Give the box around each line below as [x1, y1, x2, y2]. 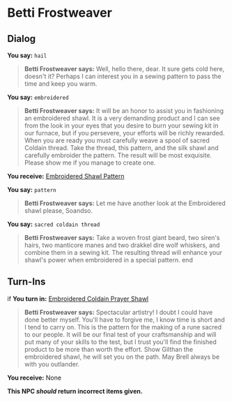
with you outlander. [24, 359, 80, 368]
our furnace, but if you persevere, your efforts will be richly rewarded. [24, 129, 225, 137]
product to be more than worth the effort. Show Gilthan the [24, 345, 194, 353]
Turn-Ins [7, 276, 46, 288]
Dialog [7, 33, 36, 45]
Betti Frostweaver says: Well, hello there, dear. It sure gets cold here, [24, 65, 225, 73]
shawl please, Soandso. [24, 207, 93, 214]
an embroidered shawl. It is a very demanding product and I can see [24, 114, 221, 122]
